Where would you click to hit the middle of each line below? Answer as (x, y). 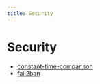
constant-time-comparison (55, 66)
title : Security (30, 13)
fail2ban (28, 73)
